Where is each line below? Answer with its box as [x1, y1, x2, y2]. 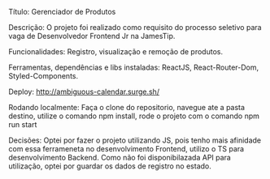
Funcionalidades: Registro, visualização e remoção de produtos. [8, 47, 224, 56]
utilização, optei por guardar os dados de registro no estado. [8, 161, 211, 171]
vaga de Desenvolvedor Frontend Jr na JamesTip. [8, 32, 176, 40]
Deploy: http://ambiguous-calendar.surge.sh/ [8, 87, 160, 96]
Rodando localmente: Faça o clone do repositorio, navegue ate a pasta [8, 103, 246, 112]
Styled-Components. [8, 71, 79, 80]
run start [8, 120, 37, 129]
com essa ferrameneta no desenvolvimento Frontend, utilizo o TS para [8, 144, 245, 153]
